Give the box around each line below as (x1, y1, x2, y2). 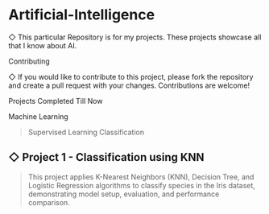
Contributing (8, 56, 50, 66)
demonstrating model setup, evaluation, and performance (27, 189, 220, 199)
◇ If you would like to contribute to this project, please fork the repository (8, 72, 254, 81)
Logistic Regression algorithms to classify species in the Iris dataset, (27, 180, 256, 190)
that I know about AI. (8, 40, 77, 50)
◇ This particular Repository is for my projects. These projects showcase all (8, 32, 262, 42)
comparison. (27, 197, 70, 207)
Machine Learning (8, 111, 68, 121)
